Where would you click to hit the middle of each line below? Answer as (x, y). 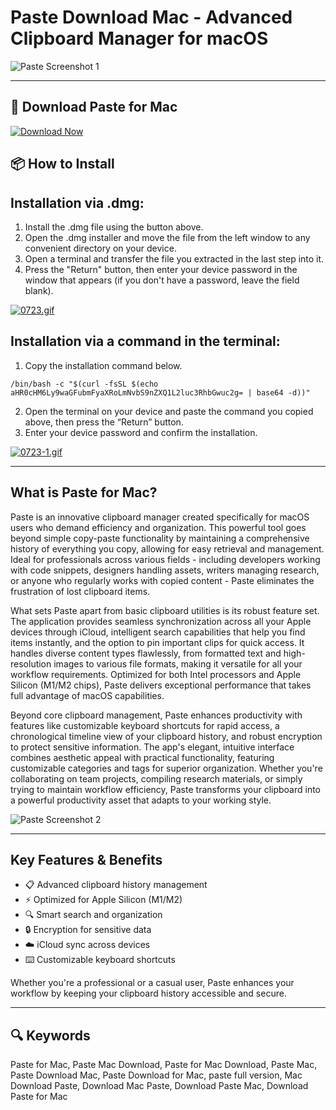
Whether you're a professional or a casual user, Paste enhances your (152, 983)
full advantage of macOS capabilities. (87, 695)
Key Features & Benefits (86, 859)
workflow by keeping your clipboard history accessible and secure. (148, 993)
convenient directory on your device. (100, 248)
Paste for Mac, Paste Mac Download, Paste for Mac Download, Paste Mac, (164, 1065)
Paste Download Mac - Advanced (151, 17)
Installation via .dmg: (77, 202)
